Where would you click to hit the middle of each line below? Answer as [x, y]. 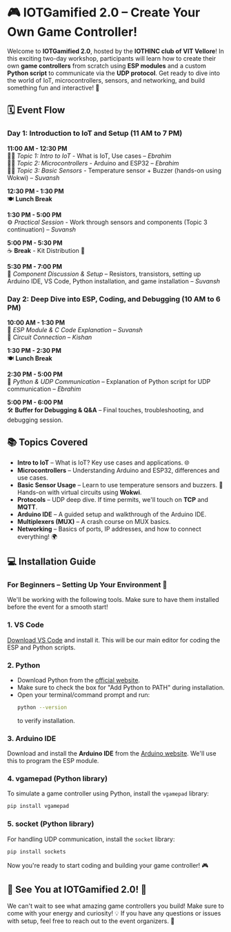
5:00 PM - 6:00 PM [35, 402]
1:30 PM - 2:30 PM [34, 350]
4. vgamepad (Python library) [58, 779]
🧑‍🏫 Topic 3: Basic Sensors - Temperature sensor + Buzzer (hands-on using [114, 170]
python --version [42, 708]
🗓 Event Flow [36, 110]
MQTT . [27, 507]
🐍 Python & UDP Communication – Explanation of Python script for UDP [109, 381]
